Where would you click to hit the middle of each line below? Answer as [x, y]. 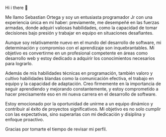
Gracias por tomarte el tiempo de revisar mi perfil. [56, 129]
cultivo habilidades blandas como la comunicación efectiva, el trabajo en [80, 78]
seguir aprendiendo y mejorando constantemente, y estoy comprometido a [82, 89]
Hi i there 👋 [17, 8]
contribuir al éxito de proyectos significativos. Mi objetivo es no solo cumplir [83, 109]
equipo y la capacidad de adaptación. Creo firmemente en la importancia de [83, 84]
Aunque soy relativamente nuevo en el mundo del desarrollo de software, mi [83, 43]
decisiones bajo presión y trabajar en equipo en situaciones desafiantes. [79, 33]
